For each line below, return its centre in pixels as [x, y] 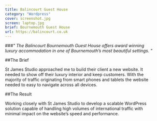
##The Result [18, 94]
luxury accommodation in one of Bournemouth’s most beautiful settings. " [79, 51]
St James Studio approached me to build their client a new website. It [74, 69]
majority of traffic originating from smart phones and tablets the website [77, 80]
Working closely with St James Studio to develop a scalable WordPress [76, 103]
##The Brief [17, 60]
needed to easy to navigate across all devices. [51, 85]
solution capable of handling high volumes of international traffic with [74, 108]
